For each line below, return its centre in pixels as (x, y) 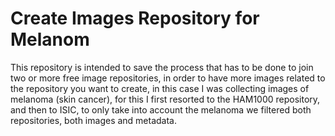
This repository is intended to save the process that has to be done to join (162, 67)
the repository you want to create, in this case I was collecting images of (160, 88)
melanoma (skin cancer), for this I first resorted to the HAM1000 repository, (165, 99)
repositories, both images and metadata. (94, 120)
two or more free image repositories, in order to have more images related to (168, 78)
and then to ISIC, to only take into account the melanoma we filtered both (161, 109)
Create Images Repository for (135, 18)
